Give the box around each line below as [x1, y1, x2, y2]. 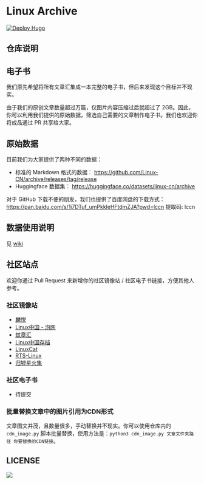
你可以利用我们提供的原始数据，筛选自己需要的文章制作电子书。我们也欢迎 [6, 111, 192, 119]
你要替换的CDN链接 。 [13, 437, 59, 445]
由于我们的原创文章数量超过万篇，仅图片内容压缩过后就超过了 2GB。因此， [6, 104, 194, 111]
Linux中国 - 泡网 [15, 323, 56, 330]
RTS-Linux [15, 352, 42, 359]
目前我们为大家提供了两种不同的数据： [6, 155, 102, 163]
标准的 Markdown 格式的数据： [15, 168, 93, 176]
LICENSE [6, 455, 41, 466]
